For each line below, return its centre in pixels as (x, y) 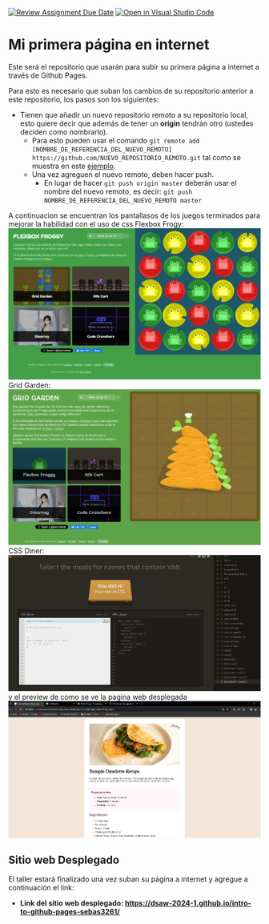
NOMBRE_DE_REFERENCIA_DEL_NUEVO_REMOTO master (123, 200)
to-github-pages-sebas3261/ (70, 912)
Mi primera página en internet (109, 45)
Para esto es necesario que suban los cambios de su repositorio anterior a (131, 90)
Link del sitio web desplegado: (72, 903)
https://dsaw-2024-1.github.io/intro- (188, 903)
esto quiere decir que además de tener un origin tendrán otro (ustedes (137, 123)
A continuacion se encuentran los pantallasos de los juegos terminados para (134, 215)
